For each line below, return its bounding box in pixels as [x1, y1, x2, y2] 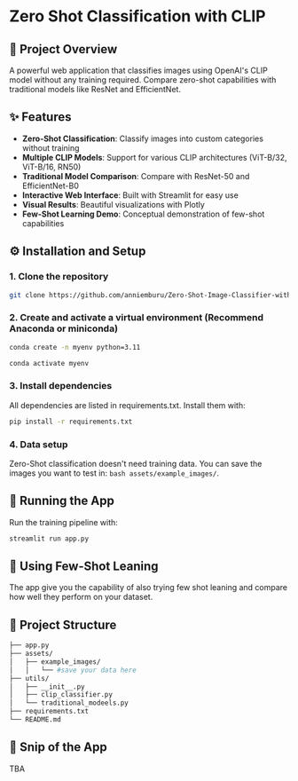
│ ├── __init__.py [9, 682, 86, 691]
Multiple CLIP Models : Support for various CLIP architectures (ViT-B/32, [21, 152, 287, 162]
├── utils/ [9, 674, 50, 682]
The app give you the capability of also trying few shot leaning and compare [9, 582, 288, 593]
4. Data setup [9, 438, 68, 450]
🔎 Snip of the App [9, 739, 108, 755]
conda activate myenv [9, 359, 90, 367]
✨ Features [9, 109, 72, 125]
